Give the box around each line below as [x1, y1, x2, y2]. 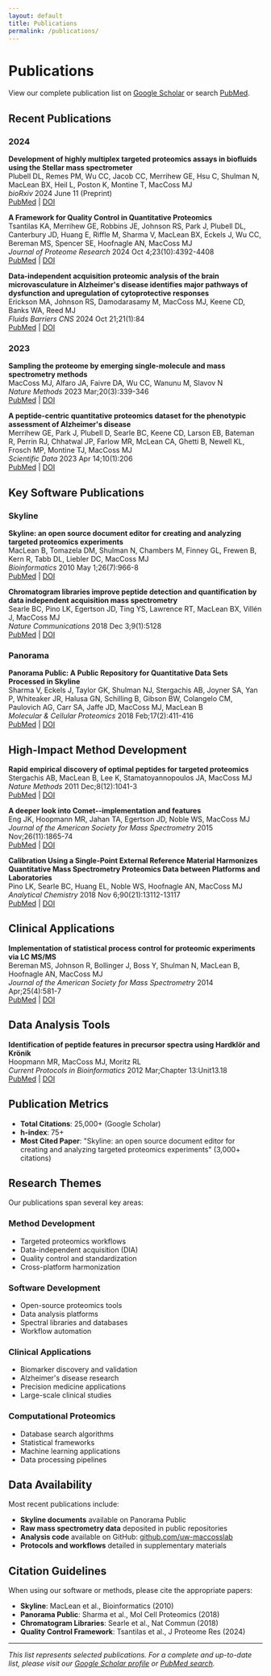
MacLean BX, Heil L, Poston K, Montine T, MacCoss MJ [8, 180, 193, 190]
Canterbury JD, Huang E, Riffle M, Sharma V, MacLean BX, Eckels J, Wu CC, [8, 230, 262, 239]
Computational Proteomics [8, 1411, 116, 1422]
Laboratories [8, 873, 52, 883]
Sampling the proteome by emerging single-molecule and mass [8, 361, 226, 371]
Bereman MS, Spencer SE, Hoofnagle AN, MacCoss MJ [8, 239, 193, 248]
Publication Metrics [8, 1097, 109, 1111]
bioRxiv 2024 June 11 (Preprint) [8, 189, 113, 198]
